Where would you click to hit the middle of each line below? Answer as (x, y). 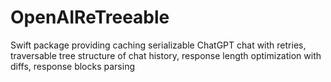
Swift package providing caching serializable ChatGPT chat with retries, (158, 45)
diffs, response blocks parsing (72, 66)
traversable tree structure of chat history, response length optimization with (166, 55)
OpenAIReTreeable (90, 17)
